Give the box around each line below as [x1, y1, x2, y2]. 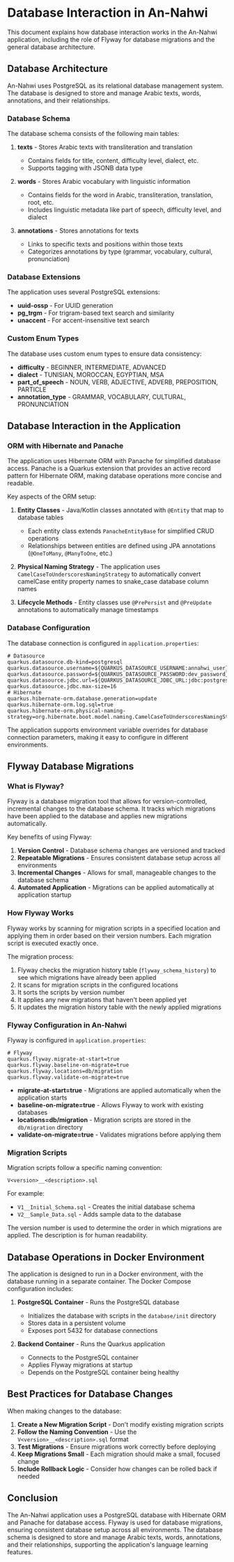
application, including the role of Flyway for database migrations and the [7, 35, 215, 43]
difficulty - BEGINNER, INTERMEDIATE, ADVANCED [17, 363, 166, 371]
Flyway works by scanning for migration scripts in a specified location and [7, 924, 221, 932]
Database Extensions [7, 272, 81, 281]
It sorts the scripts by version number [17, 987, 125, 997]
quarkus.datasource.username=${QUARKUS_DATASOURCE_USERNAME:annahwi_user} [7, 664, 229, 671]
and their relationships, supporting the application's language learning [7, 1540, 209, 1549]
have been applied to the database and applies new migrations [7, 812, 187, 820]
